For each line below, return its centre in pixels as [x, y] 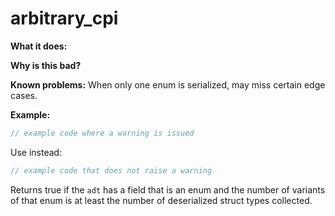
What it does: [39, 46]
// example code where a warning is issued [102, 133]
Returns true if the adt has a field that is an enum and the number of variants [168, 189]
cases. [24, 95]
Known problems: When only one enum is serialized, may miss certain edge [168, 84]
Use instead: [36, 152]
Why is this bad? [46, 65]
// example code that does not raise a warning [111, 170]
